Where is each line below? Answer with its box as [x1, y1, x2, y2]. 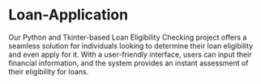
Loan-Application [8, 6, 128, 24]
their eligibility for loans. [8, 66, 89, 76]
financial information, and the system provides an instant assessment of [8, 58, 249, 68]
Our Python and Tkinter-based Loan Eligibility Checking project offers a [8, 32, 247, 42]
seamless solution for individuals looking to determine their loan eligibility [8, 40, 254, 50]
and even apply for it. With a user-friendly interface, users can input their [8, 49, 253, 59]
